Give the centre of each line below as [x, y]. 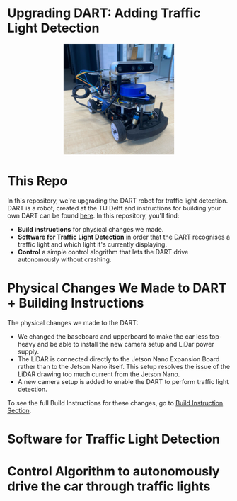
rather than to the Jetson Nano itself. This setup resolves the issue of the [124, 366]
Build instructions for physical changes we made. [91, 229]
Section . [19, 410]
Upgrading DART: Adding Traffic [104, 13]
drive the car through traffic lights [109, 486]
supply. [28, 351]
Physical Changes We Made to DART [117, 288]
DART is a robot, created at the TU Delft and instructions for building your [114, 208]
